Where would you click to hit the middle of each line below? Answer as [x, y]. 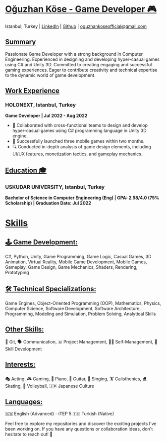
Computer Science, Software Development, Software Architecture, [73, 308]
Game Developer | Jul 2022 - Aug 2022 [46, 116]
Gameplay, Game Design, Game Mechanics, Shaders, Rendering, [71, 267]
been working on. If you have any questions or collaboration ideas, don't [79, 429]
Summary [21, 42]
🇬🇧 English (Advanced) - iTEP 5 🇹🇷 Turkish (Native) [60, 414]
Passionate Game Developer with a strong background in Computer [74, 54]
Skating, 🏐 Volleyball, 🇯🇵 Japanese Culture [50, 386]
